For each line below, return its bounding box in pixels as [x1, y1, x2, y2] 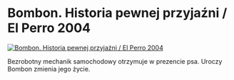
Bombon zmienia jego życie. [7, 64, 91, 73]
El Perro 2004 [7, 20, 91, 36]
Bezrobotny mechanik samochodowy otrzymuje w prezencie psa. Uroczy [7, 57, 223, 65]
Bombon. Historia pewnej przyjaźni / [7, 5, 228, 21]
